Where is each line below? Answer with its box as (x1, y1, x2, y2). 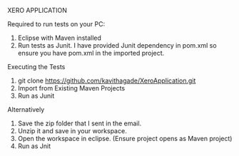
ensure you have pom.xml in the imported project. (17, 49, 165, 57)
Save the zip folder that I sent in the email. (17, 119, 142, 128)
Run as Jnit (17, 142, 51, 150)
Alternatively (7, 105, 45, 113)
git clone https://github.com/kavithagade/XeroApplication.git (17, 76, 196, 85)
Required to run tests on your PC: (7, 20, 106, 28)
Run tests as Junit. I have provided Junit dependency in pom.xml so (17, 41, 217, 49)
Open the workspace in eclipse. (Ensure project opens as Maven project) (17, 135, 233, 142)
